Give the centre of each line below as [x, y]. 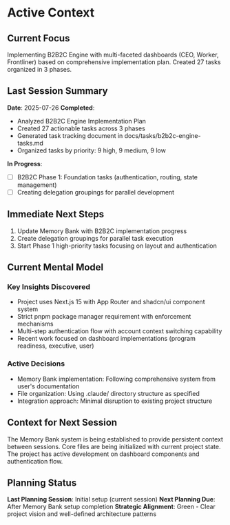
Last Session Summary [57, 91]
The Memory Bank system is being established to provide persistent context [115, 439]
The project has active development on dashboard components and [103, 454]
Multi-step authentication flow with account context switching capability [119, 331]
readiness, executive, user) [55, 346]
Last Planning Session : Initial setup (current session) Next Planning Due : [111, 499]
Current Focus [39, 38]
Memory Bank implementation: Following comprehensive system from [116, 379]
